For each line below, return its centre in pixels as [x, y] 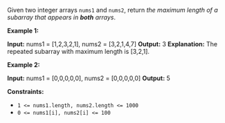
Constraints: [26, 92]
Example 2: [24, 65]
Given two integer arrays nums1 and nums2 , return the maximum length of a [112, 10]
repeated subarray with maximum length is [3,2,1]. [79, 51]
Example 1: [23, 31]
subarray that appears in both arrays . [62, 17]
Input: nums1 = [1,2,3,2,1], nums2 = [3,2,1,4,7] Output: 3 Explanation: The [112, 44]
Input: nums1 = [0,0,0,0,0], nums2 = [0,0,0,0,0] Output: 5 [89, 78]
